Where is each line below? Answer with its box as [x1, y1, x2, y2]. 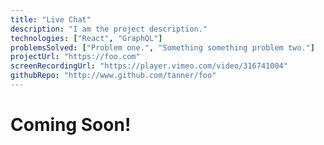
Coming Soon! [10, 114, 132, 136]
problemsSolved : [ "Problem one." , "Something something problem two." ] [10, 42, 315, 53]
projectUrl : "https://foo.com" [10, 52, 141, 62]
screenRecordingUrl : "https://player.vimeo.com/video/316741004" [10, 61, 288, 71]
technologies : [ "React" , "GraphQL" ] [10, 33, 163, 43]
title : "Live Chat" [10, 14, 92, 25]
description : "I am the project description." [10, 24, 208, 34]
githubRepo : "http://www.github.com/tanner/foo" [10, 71, 217, 81]
